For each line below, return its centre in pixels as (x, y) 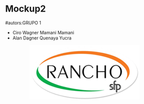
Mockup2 (26, 9)
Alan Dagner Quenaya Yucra (42, 38)
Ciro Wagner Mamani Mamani (43, 32)
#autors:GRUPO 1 (23, 23)
